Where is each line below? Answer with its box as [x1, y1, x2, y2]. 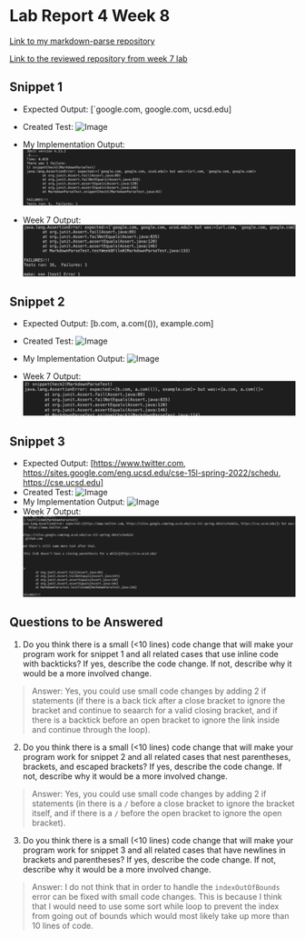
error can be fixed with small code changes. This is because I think [31, 891, 283, 902]
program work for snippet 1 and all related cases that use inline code [22, 648, 279, 659]
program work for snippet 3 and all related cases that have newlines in [22, 844, 286, 855]
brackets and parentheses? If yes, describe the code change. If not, [22, 854, 277, 864]
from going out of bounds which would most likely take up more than [31, 910, 290, 921]
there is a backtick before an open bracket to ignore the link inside [31, 714, 280, 725]
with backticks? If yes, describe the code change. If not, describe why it [22, 658, 292, 669]
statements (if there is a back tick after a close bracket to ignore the [31, 694, 286, 705]
